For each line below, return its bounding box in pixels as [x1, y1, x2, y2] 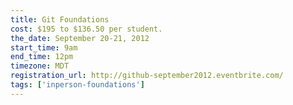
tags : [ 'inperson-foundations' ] [10, 80, 145, 90]
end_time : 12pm [10, 52, 74, 62]
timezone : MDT [10, 61, 70, 71]
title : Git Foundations [10, 14, 110, 25]
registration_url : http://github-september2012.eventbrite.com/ [10, 71, 284, 81]
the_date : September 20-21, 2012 [10, 33, 150, 43]
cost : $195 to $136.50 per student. [10, 24, 163, 34]
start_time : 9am [10, 42, 78, 53]
